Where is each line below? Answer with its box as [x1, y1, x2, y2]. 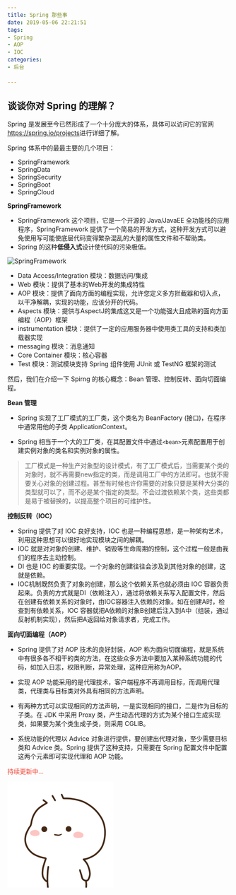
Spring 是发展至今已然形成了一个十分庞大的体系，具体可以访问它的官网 [7, 120, 214, 129]
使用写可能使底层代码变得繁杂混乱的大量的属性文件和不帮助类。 [23, 234, 210, 242]
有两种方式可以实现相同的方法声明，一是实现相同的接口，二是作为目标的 [17, 702, 228, 710]
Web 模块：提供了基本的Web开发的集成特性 [17, 280, 146, 289]
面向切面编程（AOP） [7, 630, 71, 639]
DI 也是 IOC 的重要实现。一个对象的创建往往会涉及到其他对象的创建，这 [17, 562, 226, 571]
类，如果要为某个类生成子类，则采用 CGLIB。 [17, 720, 150, 728]
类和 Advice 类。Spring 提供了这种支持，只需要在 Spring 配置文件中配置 [17, 743, 228, 752]
